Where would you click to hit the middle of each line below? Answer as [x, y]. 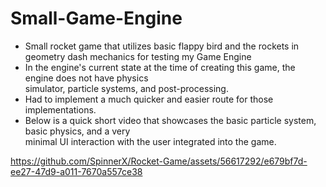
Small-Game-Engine [96, 18]
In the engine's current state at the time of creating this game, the [160, 67]
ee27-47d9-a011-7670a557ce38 [76, 171]
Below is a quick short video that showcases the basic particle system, [170, 120]
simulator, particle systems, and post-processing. [126, 88]
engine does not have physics [86, 78]
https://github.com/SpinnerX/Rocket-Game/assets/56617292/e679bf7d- [159, 161]
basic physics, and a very [77, 131]
